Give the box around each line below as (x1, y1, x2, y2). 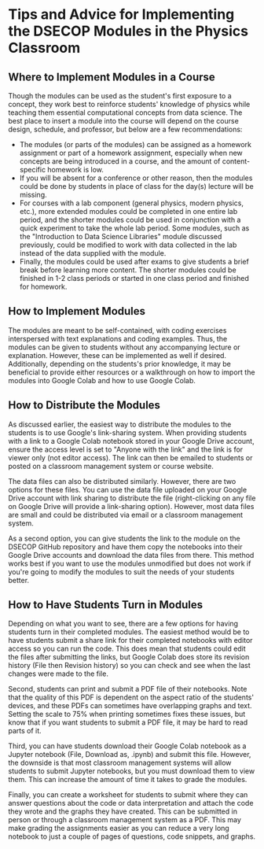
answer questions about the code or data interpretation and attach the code (8, 799, 254, 808)
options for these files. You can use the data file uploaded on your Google (8, 485, 247, 494)
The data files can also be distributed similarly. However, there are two (8, 476, 236, 485)
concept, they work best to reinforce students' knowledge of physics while (8, 100, 251, 109)
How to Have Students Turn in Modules (8, 598, 203, 611)
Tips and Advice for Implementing (8, 6, 235, 24)
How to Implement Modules (8, 305, 146, 318)
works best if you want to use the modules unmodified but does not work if (8, 559, 251, 568)
